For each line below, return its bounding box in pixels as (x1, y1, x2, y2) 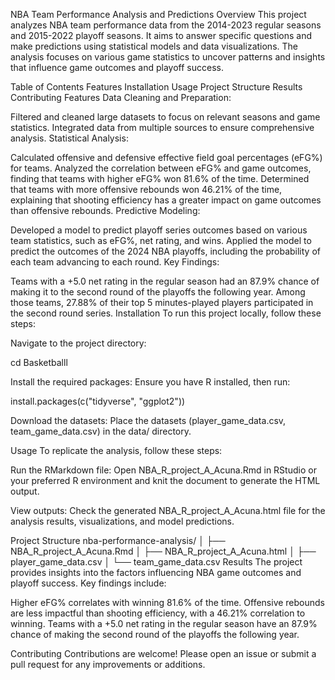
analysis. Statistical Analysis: (10, 132, 129, 144)
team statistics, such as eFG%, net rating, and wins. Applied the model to (10, 235, 312, 246)
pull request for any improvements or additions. (10, 659, 206, 670)
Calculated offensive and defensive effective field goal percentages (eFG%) (10, 152, 323, 163)
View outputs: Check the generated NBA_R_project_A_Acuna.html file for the (10, 505, 326, 516)
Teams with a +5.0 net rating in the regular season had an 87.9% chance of (10, 275, 320, 287)
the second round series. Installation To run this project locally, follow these (10, 307, 322, 319)
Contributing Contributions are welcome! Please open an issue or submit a (10, 648, 317, 659)
